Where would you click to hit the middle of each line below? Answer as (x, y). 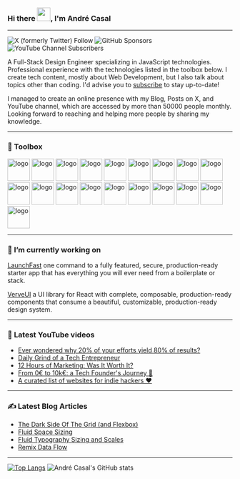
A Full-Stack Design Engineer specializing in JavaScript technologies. (110, 62)
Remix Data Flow (42, 448)
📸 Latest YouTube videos (51, 335)
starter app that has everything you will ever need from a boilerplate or (111, 272)
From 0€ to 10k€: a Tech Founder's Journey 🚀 (85, 373)
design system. (30, 309)
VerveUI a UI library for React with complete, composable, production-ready (120, 294)
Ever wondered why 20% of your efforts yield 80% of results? (109, 350)
